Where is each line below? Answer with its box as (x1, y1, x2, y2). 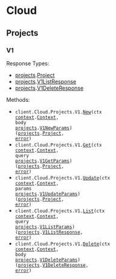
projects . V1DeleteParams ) (14, 257, 80, 263)
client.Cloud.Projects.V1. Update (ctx (14, 175, 111, 181)
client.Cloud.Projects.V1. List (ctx (14, 207, 105, 214)
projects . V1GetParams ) (14, 158, 72, 164)
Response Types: (6, 59, 50, 67)
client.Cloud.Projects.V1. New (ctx (14, 109, 102, 115)
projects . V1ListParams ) (14, 224, 76, 230)
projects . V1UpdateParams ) (14, 190, 80, 197)
